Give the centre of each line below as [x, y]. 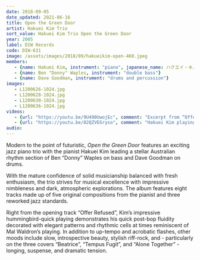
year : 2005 [20, 39]
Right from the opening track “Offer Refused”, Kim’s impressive [83, 213]
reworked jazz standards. [37, 201]
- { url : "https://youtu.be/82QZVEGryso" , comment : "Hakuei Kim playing [105, 123]
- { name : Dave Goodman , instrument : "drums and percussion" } [91, 78]
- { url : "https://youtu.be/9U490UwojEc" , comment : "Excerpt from [97, 117]
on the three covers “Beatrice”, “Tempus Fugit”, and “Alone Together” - [93, 244]
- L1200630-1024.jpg [40, 100]
